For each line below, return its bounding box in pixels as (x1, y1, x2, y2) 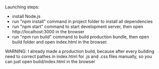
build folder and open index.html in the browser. (12, 39, 108, 45)
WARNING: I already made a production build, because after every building (5, 48, 155, 54)
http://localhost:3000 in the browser (12, 29, 85, 34)
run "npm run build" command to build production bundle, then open (12, 34, 149, 40)
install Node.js (12, 14, 41, 19)
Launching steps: (5, 4, 40, 10)
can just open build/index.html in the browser (5, 59, 95, 64)
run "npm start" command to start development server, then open (12, 24, 143, 29)
